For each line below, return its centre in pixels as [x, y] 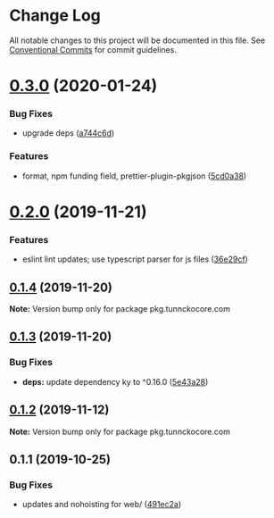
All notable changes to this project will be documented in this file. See [137, 40]
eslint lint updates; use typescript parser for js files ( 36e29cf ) [135, 259]
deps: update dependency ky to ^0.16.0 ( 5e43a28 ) [115, 381]
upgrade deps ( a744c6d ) [68, 133]
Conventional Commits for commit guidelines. [93, 49]
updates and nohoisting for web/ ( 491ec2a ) [102, 505]
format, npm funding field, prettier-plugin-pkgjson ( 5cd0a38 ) [134, 176]
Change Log [55, 16]
